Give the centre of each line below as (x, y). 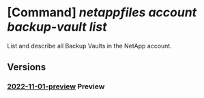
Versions (27, 67)
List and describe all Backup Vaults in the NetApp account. (89, 46)
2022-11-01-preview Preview (56, 86)
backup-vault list (57, 27)
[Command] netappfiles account (102, 13)
